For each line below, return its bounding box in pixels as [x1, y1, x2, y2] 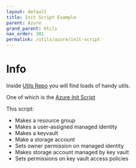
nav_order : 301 [6, 31, 44, 37]
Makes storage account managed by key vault [14, 148, 129, 155]
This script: [6, 105, 34, 112]
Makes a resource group [14, 117, 76, 124]
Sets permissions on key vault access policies [14, 155, 129, 162]
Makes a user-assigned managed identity [14, 123, 118, 130]
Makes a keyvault [14, 129, 59, 136]
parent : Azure [6, 20, 42, 26]
